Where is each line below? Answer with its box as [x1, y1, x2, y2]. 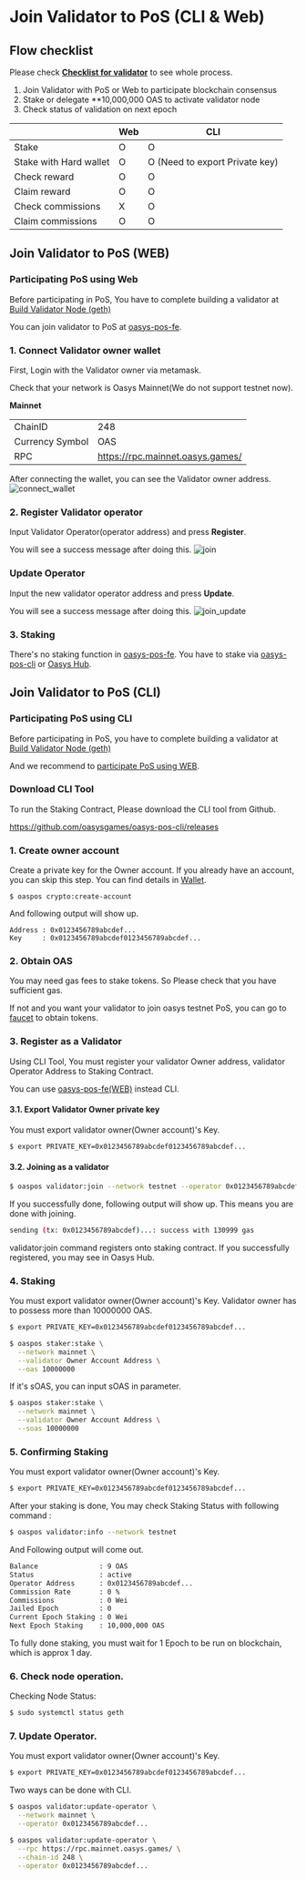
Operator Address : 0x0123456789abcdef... [9, 1578, 194, 1587]
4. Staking [9, 1274, 56, 1287]
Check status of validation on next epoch [22, 104, 178, 115]
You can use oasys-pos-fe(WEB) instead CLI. [9, 1083, 179, 1094]
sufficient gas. [9, 985, 64, 996]
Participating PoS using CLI [9, 713, 133, 725]
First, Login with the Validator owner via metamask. [9, 365, 202, 375]
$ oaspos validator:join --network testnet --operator [9, 1182, 222, 1191]
